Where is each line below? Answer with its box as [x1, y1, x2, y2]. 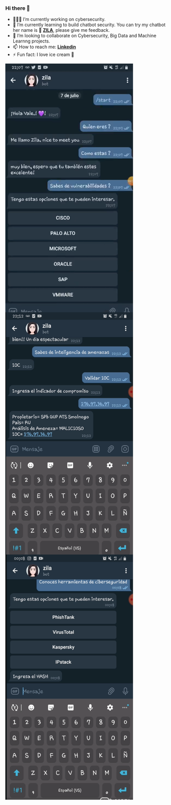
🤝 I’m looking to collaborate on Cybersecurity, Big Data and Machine [12, 33, 157, 39]
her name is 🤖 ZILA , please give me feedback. [12, 27, 110, 33]
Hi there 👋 [5, 5, 31, 12]
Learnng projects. [12, 38, 50, 44]
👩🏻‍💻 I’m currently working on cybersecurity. [12, 16, 106, 23]
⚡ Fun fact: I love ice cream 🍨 [12, 51, 75, 58]
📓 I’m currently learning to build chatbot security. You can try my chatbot [12, 22, 166, 28]
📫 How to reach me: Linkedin [12, 44, 77, 50]
